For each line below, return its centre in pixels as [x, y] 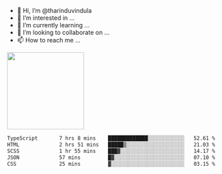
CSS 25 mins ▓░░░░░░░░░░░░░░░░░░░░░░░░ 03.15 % [111, 164]
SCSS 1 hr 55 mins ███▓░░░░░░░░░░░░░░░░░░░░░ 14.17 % [111, 151]
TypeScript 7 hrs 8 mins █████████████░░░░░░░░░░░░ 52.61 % [111, 138]
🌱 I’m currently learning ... [53, 25]
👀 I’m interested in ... [46, 18]
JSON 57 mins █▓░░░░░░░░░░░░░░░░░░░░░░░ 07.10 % [111, 158]
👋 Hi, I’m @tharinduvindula [54, 11]
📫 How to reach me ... [48, 40]
